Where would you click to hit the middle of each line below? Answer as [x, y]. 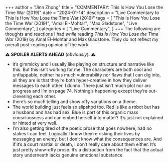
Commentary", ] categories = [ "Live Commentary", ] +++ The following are [83, 29]
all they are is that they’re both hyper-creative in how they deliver [79, 80]
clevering [22, 96]
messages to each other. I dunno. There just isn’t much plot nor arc [82, 86]
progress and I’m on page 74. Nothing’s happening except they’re [80, 91]
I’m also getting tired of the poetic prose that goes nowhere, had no [82, 128]
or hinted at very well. [35, 123]
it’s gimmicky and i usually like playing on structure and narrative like [83, 64]
